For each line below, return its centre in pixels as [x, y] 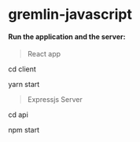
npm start [24, 130]
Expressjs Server [55, 100]
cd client [22, 69]
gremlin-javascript [70, 15]
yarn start [24, 85]
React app [44, 54]
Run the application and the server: [67, 36]
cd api [18, 115]
